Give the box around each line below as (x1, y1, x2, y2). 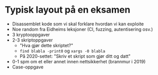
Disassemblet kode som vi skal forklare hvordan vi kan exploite (12, 21, 144, 27)
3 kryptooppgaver (12, 31, 50, 37)
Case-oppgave (12, 64, 44, 70)
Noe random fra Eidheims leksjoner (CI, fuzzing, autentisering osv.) (12, 26, 153, 32)
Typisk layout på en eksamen (5, 4, 131, 16)
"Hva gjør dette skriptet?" (19, 42, 73, 48)
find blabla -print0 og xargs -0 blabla (19, 48, 105, 54)
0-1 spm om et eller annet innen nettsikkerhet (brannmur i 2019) (12, 58, 146, 64)
